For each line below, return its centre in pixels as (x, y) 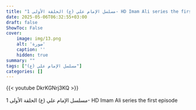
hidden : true (32, 55)
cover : (14, 33)
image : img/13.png (39, 39)
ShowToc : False (24, 28)
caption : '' (31, 50)
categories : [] (24, 71)
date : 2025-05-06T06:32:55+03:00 (47, 17)
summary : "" (20, 60)
